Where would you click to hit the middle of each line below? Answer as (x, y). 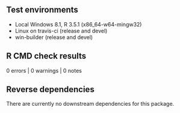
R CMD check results (46, 56)
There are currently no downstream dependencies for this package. (90, 104)
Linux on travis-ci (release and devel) (61, 31)
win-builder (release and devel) (54, 37)
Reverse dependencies (50, 90)
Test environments (42, 10)
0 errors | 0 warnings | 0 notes (44, 70)
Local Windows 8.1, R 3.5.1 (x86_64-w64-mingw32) (78, 24)
